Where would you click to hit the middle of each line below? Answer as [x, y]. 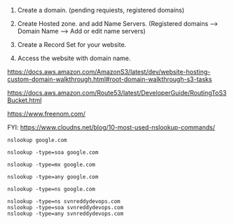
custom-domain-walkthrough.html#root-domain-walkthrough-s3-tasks [110, 79]
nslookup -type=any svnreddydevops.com [66, 213]
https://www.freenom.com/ [47, 114]
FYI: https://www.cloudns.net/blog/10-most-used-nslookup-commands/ [111, 127]
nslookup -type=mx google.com [51, 164]
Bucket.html [25, 100]
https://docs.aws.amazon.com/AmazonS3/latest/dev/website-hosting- [109, 72]
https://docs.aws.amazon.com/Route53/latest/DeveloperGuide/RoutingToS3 [117, 93]
